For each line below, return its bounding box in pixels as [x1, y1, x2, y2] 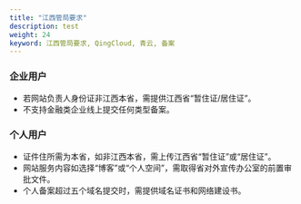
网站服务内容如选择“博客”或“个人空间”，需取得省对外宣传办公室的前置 [22, 162, 285, 173]
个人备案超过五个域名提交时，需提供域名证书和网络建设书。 [22, 185, 246, 196]
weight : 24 [9, 30, 51, 39]
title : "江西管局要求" [9, 13, 87, 23]
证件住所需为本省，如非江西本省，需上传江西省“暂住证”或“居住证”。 [22, 151, 276, 161]
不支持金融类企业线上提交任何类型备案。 [22, 103, 175, 114]
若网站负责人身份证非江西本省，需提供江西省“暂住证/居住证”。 [22, 92, 256, 103]
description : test [9, 22, 79, 31]
